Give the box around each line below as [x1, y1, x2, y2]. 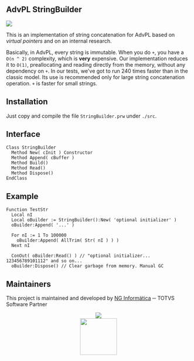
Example [6, 191, 39, 201]
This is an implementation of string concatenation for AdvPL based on [6, 31, 175, 38]
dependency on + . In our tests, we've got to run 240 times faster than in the [6, 67, 189, 74]
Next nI [11, 243, 30, 249]
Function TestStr [6, 207, 49, 213]
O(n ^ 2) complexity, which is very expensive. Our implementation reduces [6, 55, 188, 62]
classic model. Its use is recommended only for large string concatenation [6, 73, 185, 81]
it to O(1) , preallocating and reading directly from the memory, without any [6, 61, 186, 68]
